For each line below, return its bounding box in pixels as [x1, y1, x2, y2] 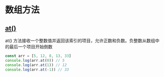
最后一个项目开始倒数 [9, 44, 53, 49]
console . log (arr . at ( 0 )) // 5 [5, 58, 65, 63]
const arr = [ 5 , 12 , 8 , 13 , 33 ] [5, 54, 71, 58]
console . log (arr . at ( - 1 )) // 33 [5, 67, 69, 72]
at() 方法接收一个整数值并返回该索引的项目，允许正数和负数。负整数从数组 [5, 38, 156, 43]
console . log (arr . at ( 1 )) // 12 [5, 62, 67, 67]
